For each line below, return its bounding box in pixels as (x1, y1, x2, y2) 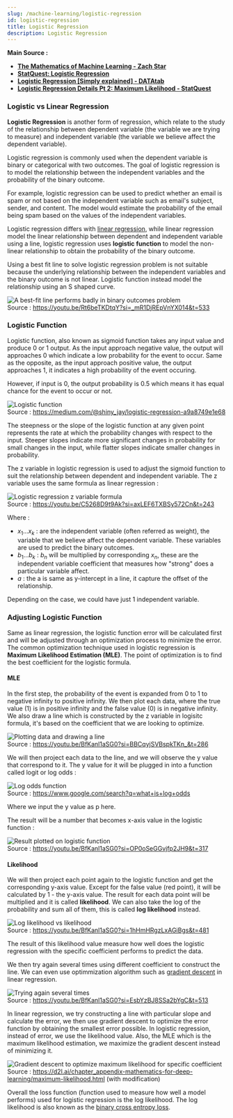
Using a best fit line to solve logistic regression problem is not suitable (7, 260, 209, 269)
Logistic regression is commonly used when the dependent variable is (7, 153, 208, 161)
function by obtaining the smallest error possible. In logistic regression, (7, 1024, 211, 1033)
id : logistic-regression (7, 17, 79, 24)
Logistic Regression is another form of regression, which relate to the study (7, 118, 225, 126)
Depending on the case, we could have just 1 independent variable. (7, 596, 200, 604)
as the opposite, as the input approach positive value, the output (7, 358, 192, 367)
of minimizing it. (7, 1046, 54, 1055)
